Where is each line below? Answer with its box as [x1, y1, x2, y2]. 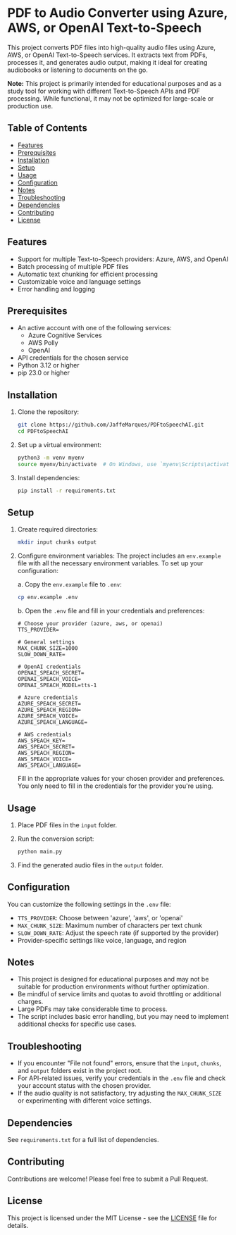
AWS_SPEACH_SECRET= [17, 744, 75, 751]
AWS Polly [27, 339, 58, 347]
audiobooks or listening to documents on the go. [7, 65, 148, 74]
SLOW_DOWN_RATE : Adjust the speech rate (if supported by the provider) [17, 928, 219, 937]
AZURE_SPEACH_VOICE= [17, 713, 78, 720]
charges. [17, 998, 44, 1006]
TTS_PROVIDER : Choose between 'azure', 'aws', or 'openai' [17, 913, 183, 922]
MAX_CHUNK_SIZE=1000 [17, 645, 78, 652]
